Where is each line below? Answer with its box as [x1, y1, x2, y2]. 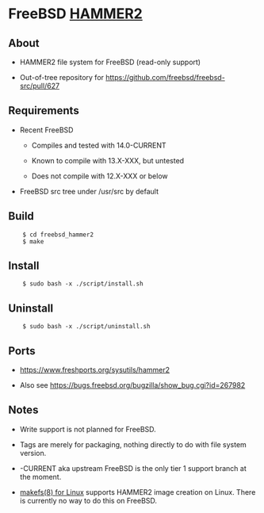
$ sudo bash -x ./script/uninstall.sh [22, 323, 151, 331]
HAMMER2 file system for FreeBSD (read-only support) [19, 57, 201, 67]
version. [19, 448, 47, 457]
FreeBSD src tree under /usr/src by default [19, 186, 159, 196]
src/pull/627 [19, 81, 60, 90]
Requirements [8, 104, 79, 117]
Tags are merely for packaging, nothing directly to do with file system [19, 439, 247, 449]
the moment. [19, 472, 62, 481]
